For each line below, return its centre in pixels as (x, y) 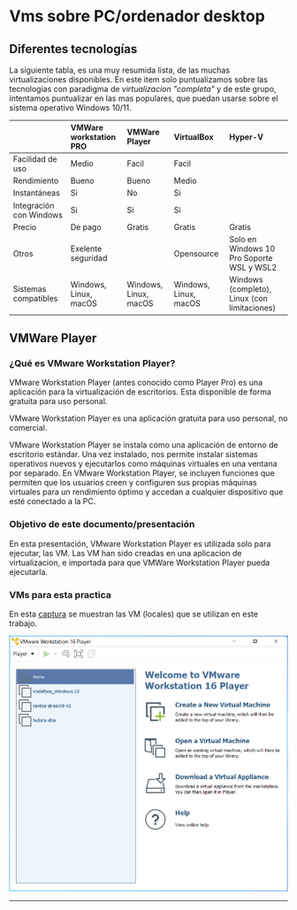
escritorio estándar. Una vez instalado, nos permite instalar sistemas (133, 455)
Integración (34, 205)
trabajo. (23, 623)
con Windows (38, 215)
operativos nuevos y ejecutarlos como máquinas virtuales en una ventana (143, 464)
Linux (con (248, 299)
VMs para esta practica (61, 594)
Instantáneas (36, 193)
